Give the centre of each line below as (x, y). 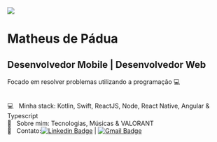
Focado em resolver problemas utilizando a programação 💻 (94, 82)
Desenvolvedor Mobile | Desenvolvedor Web (107, 65)
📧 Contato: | (52, 131)
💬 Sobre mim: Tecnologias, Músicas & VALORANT (80, 123)
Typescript (23, 116)
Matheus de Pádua (63, 39)
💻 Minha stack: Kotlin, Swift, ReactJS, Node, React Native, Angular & (108, 106)
